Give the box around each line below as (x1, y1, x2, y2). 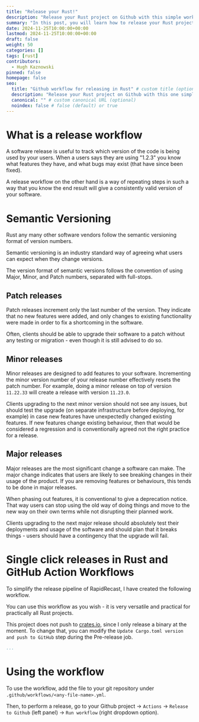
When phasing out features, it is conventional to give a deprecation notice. (6, 495, 188, 502)
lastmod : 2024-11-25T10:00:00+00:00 (6, 31, 97, 37)
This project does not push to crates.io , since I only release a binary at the (6, 620, 187, 628)
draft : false (6, 36, 38, 42)
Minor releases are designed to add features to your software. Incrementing (6, 370, 191, 377)
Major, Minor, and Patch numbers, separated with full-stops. (6, 273, 153, 280)
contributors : (6, 58, 41, 64)
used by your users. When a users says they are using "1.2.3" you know (6, 154, 182, 161)
